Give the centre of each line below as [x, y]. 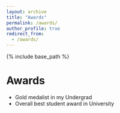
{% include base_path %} [38, 56]
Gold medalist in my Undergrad [53, 97]
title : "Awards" [26, 17]
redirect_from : [25, 34]
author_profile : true [33, 28]
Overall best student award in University [64, 103]
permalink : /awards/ [32, 23]
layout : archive [26, 12]
